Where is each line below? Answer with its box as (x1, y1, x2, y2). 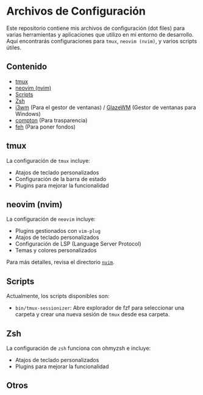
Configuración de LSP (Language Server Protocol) (15, 240, 141, 247)
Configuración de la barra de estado (15, 175, 107, 182)
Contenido (6, 62, 48, 72)
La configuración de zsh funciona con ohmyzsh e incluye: (6, 344, 151, 352)
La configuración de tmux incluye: (6, 157, 90, 164)
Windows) (15, 110, 41, 117)
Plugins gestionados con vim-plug (15, 227, 101, 235)
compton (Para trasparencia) (15, 116, 88, 124)
